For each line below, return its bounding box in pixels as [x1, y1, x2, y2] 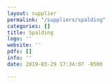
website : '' [7, 42, 41, 48]
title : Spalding [7, 29, 54, 36]
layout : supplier [7, 10, 57, 17]
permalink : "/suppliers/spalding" [7, 16, 107, 23]
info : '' [7, 55, 32, 61]
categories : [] [7, 23, 51, 29]
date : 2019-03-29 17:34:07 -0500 [7, 61, 103, 68]
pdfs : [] [7, 48, 32, 55]
